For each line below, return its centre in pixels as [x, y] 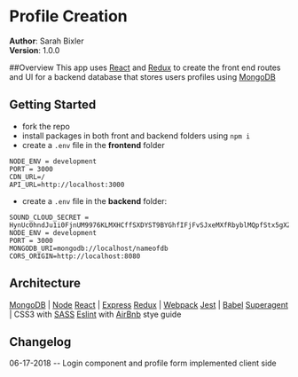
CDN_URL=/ [27, 177]
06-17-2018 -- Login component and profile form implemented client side [143, 363]
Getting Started [53, 105]
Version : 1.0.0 [35, 50]
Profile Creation [68, 16]
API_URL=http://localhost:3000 [67, 185]
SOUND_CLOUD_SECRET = [49, 217]
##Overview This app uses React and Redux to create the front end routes [145, 67]
